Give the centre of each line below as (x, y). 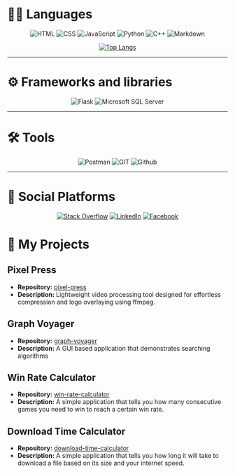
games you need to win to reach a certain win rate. (91, 410)
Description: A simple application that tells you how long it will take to (118, 456)
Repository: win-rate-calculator (63, 394)
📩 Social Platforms (61, 197)
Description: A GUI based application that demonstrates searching (114, 348)
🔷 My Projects (48, 244)
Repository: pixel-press (52, 287)
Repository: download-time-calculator (73, 448)
